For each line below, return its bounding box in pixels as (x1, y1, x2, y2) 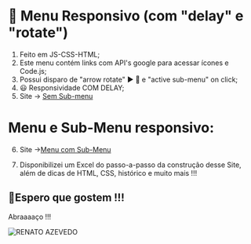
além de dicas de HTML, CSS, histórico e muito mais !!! (19, 168, 198, 177)
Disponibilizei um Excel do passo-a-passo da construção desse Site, (19, 160, 242, 169)
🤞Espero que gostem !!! (8, 191, 125, 205)
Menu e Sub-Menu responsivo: (8, 119, 214, 137)
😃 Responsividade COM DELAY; (19, 82, 125, 93)
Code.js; (19, 66, 47, 75)
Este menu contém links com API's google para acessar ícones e (19, 58, 229, 67)
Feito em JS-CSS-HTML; (19, 49, 100, 59)
